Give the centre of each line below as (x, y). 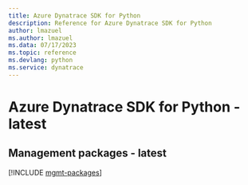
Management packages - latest (88, 154)
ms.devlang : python (41, 61)
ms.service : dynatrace (46, 68)
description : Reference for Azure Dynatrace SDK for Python (110, 23)
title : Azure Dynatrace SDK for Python (75, 16)
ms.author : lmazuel (41, 38)
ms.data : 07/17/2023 (43, 45)
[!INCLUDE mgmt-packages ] (55, 172)
